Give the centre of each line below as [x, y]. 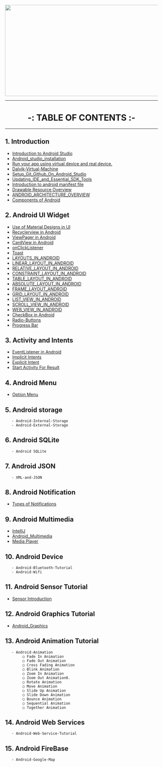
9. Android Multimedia [39, 519]
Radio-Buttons [26, 320]
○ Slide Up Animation [44, 691]
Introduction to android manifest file [48, 184]
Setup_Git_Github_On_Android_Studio [49, 174]
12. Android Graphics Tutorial [50, 614]
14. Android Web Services [45, 722]
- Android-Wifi [27, 572]
